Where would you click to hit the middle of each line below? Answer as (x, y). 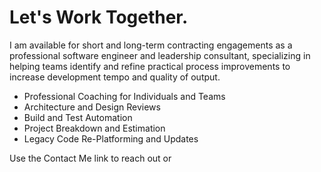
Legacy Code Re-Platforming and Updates (111, 138)
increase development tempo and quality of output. (115, 77)
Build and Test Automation (78, 117)
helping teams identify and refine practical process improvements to (150, 66)
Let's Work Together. (99, 17)
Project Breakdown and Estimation (94, 128)
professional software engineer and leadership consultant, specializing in (160, 55)
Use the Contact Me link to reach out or (90, 158)
